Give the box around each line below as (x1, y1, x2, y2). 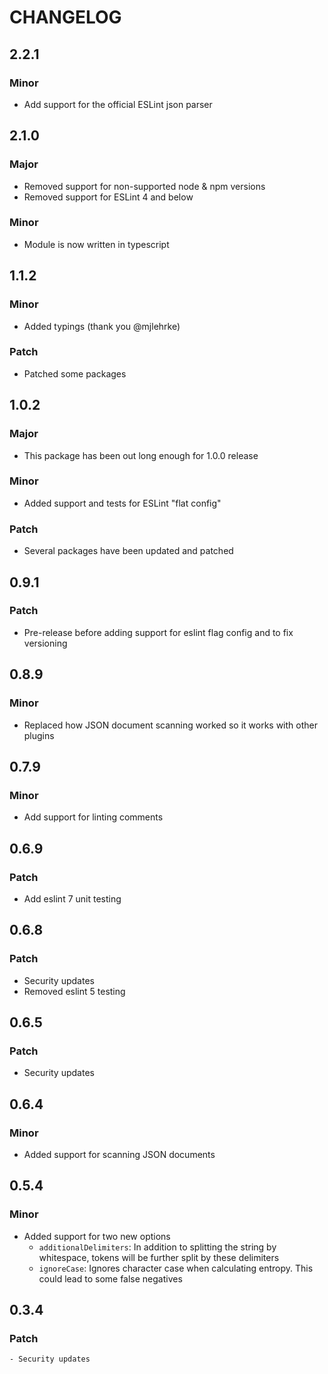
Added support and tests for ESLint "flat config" (23, 497, 222, 509)
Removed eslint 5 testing (23, 985, 126, 997)
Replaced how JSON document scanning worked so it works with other (23, 719, 318, 731)
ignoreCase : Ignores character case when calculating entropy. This (38, 1262, 314, 1274)
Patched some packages (23, 367, 127, 380)
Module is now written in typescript (23, 238, 170, 250)
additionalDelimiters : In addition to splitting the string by (38, 1241, 277, 1253)
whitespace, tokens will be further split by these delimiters (38, 1251, 280, 1263)
